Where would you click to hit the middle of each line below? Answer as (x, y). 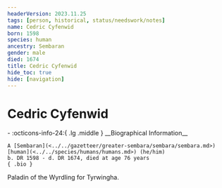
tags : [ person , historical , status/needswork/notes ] (86, 20)
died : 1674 (23, 60)
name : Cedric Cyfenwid (41, 27)
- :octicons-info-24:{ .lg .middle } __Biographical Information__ (98, 133)
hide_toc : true (30, 72)
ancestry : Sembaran (36, 46)
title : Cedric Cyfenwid (42, 66)
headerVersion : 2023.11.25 (47, 14)
